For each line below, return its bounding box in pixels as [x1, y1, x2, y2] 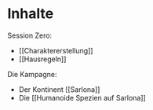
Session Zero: [7, 31, 53, 40]
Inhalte [7, 5, 54, 23]
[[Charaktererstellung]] [18, 46, 93, 55]
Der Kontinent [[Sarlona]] [18, 84, 100, 94]
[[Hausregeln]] [18, 54, 67, 64]
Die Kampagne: [7, 69, 57, 79]
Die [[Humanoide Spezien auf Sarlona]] [18, 93, 146, 102]
